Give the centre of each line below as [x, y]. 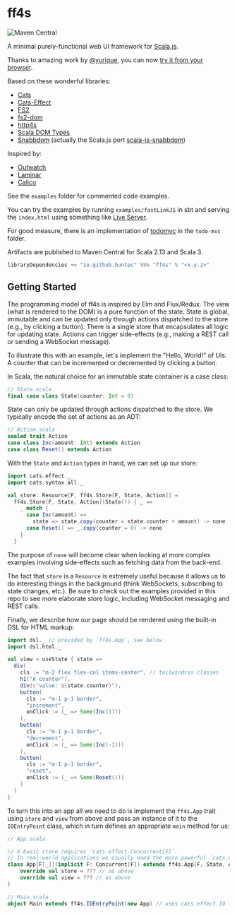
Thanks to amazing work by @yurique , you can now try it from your [105, 60]
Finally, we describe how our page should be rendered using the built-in [112, 619]
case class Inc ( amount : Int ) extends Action [74, 443]
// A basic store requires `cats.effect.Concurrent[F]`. [93, 851]
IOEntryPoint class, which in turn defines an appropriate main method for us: [119, 826]
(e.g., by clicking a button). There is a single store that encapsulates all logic [118, 326]
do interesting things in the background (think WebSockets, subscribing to [115, 583]
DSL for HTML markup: [41, 627]
